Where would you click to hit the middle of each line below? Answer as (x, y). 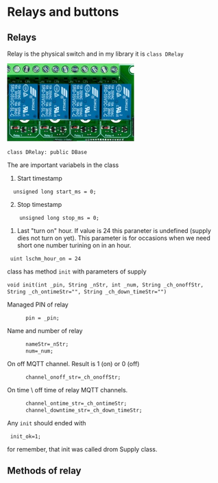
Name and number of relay (45, 331)
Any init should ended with (47, 423)
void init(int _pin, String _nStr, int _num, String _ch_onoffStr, (106, 285)
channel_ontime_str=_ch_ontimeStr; (76, 403)
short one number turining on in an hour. (74, 245)
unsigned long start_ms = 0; (55, 192)
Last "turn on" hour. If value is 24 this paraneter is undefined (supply (114, 231)
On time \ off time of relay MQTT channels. (68, 390)
